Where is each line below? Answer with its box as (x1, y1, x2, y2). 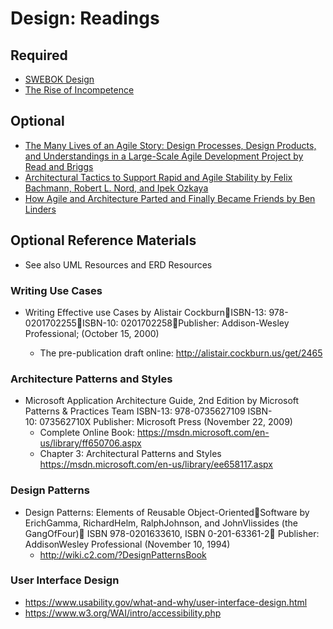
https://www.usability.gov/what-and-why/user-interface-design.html (24, 596, 308, 608)
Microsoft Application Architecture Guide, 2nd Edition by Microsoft (24, 395, 300, 407)
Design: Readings (10, 7, 160, 30)
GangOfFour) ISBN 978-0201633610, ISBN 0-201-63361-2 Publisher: (24, 527, 320, 539)
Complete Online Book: (39, 427, 135, 439)
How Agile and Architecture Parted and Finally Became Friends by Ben (24, 192, 316, 204)
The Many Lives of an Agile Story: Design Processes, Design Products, (24, 139, 317, 151)
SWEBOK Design (24, 73, 95, 85)
